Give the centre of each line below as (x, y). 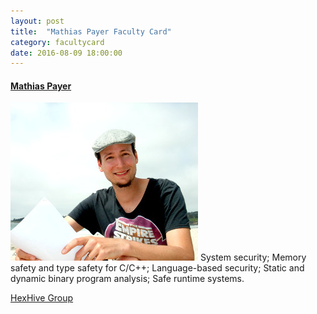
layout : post (37, 21)
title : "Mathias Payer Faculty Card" (91, 31)
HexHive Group (42, 298)
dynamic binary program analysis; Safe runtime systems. (127, 279)
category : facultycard (57, 42)
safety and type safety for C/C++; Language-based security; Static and (157, 268)
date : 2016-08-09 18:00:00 (66, 53)
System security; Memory (253, 257)
